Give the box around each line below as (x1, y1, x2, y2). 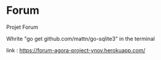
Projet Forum (6, 23, 39, 31)
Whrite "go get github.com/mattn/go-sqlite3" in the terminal (6, 35, 155, 42)
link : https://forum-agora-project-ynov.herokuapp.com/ (6, 46, 146, 54)
